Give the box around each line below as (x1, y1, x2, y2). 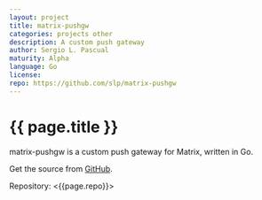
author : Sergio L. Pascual (9, 46, 109, 55)
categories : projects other (9, 29, 114, 38)
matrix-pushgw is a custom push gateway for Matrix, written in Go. (9, 146, 254, 157)
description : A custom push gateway (9, 37, 145, 47)
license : (9, 71, 42, 80)
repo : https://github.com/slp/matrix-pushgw (9, 79, 177, 88)
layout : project (9, 12, 69, 22)
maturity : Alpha (9, 54, 69, 63)
